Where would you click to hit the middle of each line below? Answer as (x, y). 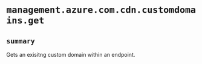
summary (21, 41)
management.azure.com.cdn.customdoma (101, 10)
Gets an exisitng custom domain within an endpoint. (71, 55)
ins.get (25, 21)
